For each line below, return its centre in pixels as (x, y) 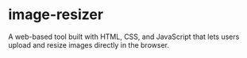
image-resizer (56, 15)
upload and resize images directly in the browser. (89, 44)
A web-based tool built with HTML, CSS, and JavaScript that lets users (124, 37)
